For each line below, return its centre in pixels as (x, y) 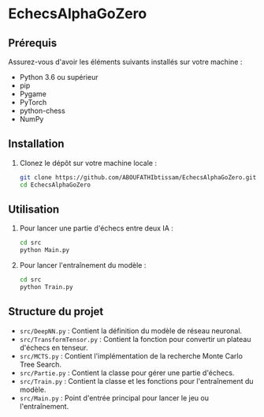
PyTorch (33, 102)
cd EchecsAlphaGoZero (55, 185)
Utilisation (34, 209)
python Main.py (45, 250)
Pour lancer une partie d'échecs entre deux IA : (96, 228)
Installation (36, 144)
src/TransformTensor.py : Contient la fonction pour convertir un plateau (135, 339)
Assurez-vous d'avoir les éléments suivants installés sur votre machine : (125, 62)
